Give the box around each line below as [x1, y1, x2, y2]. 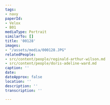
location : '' [5, 79, 32, 84]
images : [5, 43, 21, 48]
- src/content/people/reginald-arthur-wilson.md [5, 57, 106, 61]
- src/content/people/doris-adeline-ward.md [5, 61, 97, 66]
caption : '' [5, 66, 29, 71]
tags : [5, 7, 16, 12]
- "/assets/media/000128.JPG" [5, 47, 67, 52]
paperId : [5, 16, 23, 21]
